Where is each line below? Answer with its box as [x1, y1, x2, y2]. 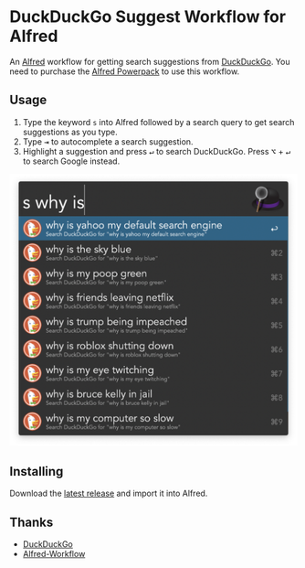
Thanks [9, 514, 54, 530]
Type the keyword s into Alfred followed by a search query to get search [22, 116, 295, 127]
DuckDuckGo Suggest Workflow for [9, 6, 286, 27]
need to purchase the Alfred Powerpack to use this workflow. [9, 66, 240, 77]
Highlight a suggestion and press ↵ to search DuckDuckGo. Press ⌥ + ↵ [22, 145, 291, 156]
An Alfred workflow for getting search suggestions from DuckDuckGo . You [9, 56, 290, 67]
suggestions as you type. [22, 126, 119, 137]
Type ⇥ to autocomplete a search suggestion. [22, 135, 194, 147]
